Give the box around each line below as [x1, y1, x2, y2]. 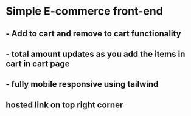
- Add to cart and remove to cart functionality [5, 29, 181, 39]
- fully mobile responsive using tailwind [5, 79, 159, 89]
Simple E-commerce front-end [5, 4, 164, 18]
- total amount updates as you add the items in [5, 49, 186, 59]
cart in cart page [5, 58, 70, 69]
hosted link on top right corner [5, 100, 123, 110]
